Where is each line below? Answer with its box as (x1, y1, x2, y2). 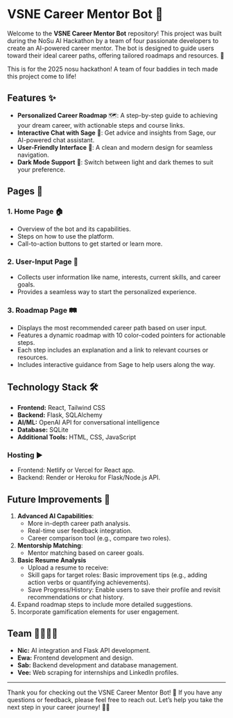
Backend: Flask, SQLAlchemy (17, 411, 103, 419)
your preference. (17, 165, 66, 173)
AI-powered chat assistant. (17, 135, 95, 144)
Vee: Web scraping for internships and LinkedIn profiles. (17, 668, 179, 676)
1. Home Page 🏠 (7, 207, 64, 216)
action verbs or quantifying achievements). (27, 578, 150, 586)
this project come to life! (7, 72, 76, 80)
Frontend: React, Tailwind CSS (17, 403, 105, 411)
